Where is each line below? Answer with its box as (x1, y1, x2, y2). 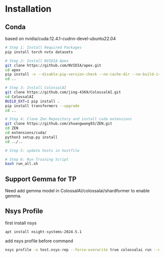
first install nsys (5, 220, 37, 226)
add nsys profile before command (5, 238, 73, 244)
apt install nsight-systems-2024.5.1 (5, 229, 82, 234)
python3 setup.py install (5, 135, 58, 140)
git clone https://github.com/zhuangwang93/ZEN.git (5, 121, 112, 126)
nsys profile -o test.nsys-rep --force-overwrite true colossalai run (5, 247, 152, 252)
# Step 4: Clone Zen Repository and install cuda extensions (5, 117, 132, 122)
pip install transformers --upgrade (5, 103, 80, 108)
